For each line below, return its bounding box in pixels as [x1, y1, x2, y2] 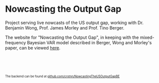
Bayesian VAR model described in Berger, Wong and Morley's [27, 39, 152, 45]
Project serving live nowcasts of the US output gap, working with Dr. [5, 20, 144, 26]
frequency [5, 39, 26, 45]
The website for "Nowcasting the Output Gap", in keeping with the [5, 34, 139, 40]
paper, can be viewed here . [5, 45, 61, 51]
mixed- [140, 34, 155, 40]
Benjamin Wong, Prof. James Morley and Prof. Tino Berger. [5, 25, 125, 30]
